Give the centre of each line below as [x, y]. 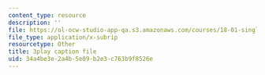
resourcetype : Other [42, 45]
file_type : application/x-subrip [63, 37]
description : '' [35, 23]
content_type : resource [47, 15]
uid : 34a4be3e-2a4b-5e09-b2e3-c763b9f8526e [81, 59]
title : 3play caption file [52, 52]
